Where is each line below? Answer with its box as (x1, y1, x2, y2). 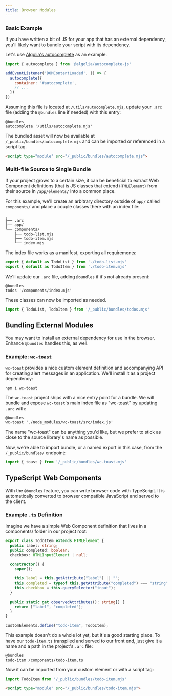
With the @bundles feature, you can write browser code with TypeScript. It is (5, 487, 165, 493)
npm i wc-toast (5, 385, 38, 391)
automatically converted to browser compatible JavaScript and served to (5, 493, 159, 499)
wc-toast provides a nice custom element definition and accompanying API (5, 364, 164, 371)
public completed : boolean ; (10, 548, 70, 553)
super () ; (14, 567, 33, 572)
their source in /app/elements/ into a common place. (5, 188, 116, 195)
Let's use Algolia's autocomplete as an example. (5, 51, 107, 57)
